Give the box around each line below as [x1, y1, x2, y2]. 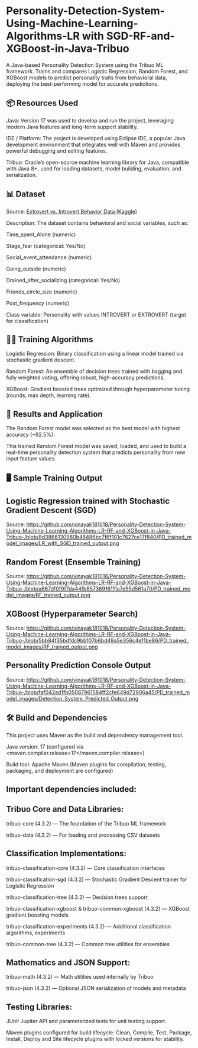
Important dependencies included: [6, 784, 137, 794]
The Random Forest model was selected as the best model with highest [6, 425, 180, 432]
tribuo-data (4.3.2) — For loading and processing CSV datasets [6, 831, 160, 839]
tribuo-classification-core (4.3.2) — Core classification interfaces [6, 864, 165, 871]
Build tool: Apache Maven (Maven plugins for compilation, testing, [6, 760, 167, 768]
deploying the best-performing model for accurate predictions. [6, 80, 159, 87]
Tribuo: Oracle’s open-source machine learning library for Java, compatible [6, 159, 189, 166]
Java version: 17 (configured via [6, 743, 84, 750]
